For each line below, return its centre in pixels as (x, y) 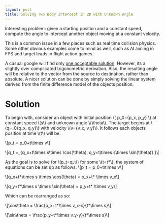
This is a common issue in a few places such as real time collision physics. (81, 43)
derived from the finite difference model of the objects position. (69, 84)
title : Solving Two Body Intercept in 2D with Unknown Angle (69, 14)
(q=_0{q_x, (16, 128)
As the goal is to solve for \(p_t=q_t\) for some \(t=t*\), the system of (74, 162)
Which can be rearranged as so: (38, 196)
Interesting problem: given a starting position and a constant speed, (74, 28)
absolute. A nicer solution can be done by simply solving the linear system (81, 79)
